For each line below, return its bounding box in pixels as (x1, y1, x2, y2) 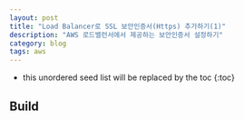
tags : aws (9, 47, 47, 56)
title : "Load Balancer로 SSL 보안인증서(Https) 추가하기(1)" (9, 22, 227, 31)
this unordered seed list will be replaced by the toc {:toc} (22, 72, 236, 83)
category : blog (9, 38, 67, 48)
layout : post (9, 13, 59, 23)
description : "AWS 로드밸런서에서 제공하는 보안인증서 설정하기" (9, 30, 224, 39)
